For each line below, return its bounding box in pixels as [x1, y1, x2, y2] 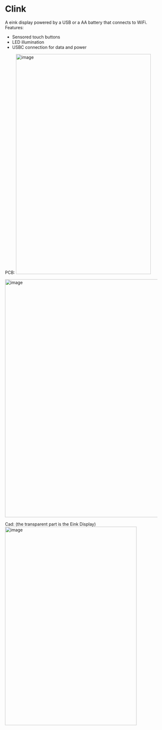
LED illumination [12, 39, 44, 45]
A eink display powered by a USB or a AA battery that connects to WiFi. [5, 19, 147, 25]
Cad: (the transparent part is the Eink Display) [5, 521, 96, 527]
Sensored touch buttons [12, 34, 60, 40]
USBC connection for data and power [12, 44, 87, 50]
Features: [5, 24, 24, 30]
